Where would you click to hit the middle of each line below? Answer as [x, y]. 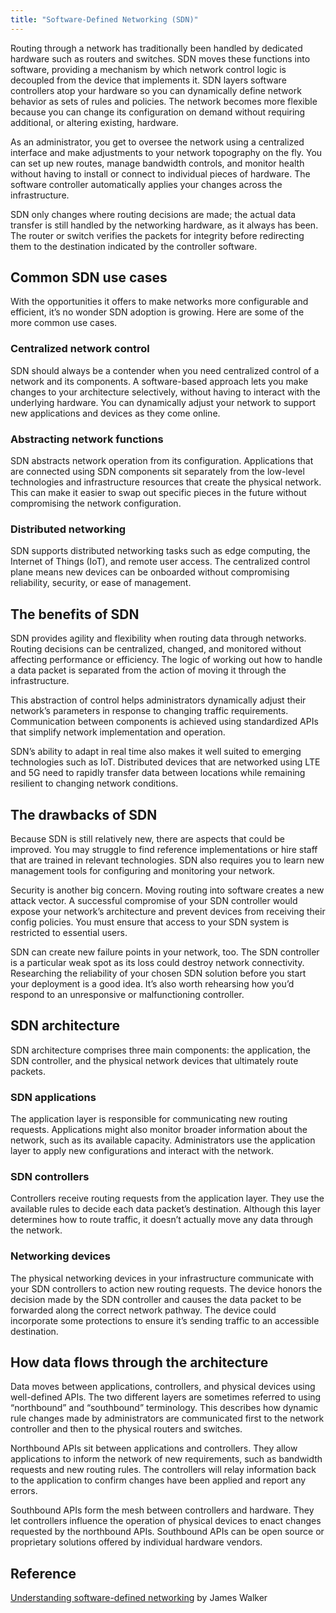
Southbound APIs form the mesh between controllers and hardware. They [162, 1510]
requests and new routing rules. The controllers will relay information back [163, 1470]
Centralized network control [80, 349]
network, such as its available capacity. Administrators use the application [163, 1140]
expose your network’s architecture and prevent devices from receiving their [168, 911]
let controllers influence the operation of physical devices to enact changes [166, 1521]
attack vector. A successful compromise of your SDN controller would [154, 900]
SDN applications [53, 1097]
